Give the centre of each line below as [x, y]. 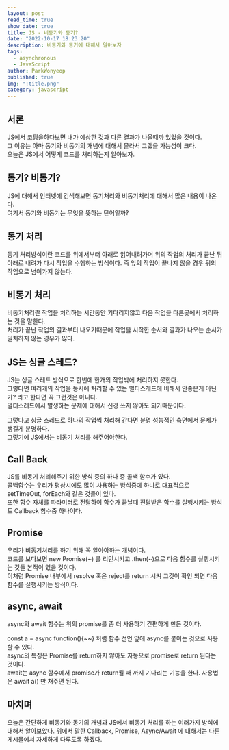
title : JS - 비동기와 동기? [43, 33]
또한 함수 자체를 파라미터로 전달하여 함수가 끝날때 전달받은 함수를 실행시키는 [108, 502]
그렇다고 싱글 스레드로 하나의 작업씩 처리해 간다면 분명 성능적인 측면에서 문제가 [112, 420]
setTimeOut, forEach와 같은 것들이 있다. [62, 493]
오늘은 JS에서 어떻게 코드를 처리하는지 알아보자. [71, 154]
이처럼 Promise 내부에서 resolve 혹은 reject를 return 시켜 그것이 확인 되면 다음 [112, 575]
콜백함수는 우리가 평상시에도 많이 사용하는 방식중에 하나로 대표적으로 [98, 485]
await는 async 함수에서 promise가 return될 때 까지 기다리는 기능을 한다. [104, 673]
